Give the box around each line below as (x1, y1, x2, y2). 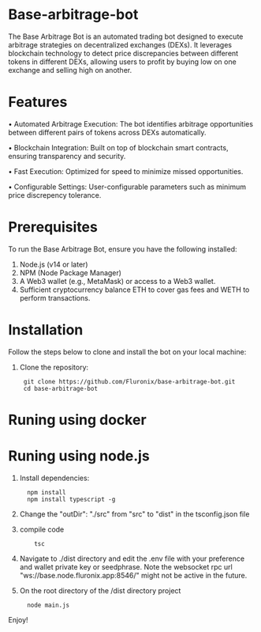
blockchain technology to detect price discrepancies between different (8, 48, 239, 58)
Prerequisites (8, 218, 99, 237)
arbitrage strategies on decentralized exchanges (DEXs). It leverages (8, 40, 233, 49)
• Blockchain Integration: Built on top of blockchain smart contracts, (8, 142, 229, 152)
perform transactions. (19, 293, 91, 302)
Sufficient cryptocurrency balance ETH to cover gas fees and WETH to (19, 285, 250, 294)
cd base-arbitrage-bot (23, 384, 99, 392)
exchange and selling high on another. (8, 65, 132, 74)
